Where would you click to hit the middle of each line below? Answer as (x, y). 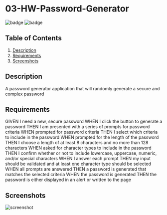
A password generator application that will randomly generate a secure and (83, 88)
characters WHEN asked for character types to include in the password (78, 148)
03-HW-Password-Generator (67, 9)
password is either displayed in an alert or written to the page (68, 180)
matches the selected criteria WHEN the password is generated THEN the (81, 175)
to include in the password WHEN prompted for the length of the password (82, 137)
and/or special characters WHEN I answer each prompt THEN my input (78, 159)
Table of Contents (34, 38)
